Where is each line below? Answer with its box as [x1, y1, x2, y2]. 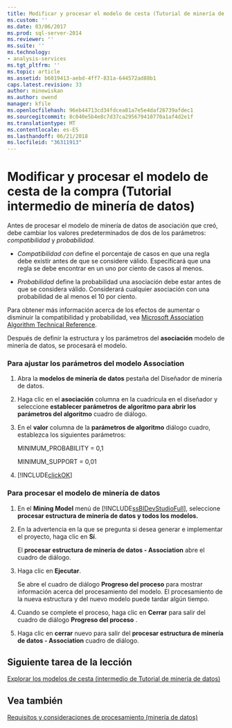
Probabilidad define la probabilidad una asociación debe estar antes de [17, 278, 222, 286]
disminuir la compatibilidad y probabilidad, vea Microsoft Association [7, 313, 204, 322]
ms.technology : [7, 49, 51, 56]
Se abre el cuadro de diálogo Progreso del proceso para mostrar [17, 580, 203, 588]
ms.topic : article [7, 68, 60, 75]
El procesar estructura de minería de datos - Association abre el [17, 546, 205, 554]
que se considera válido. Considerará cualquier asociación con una [17, 285, 210, 293]
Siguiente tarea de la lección [7, 657, 133, 668]
